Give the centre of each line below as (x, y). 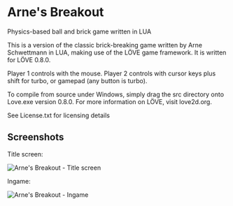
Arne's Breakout (56, 12)
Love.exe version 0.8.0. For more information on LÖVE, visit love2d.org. (110, 101)
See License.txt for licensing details (59, 115)
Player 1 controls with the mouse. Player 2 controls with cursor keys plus (112, 73)
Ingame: (19, 181)
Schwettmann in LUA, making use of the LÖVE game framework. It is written (117, 52)
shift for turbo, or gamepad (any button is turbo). (77, 80)
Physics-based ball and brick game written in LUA (79, 31)
